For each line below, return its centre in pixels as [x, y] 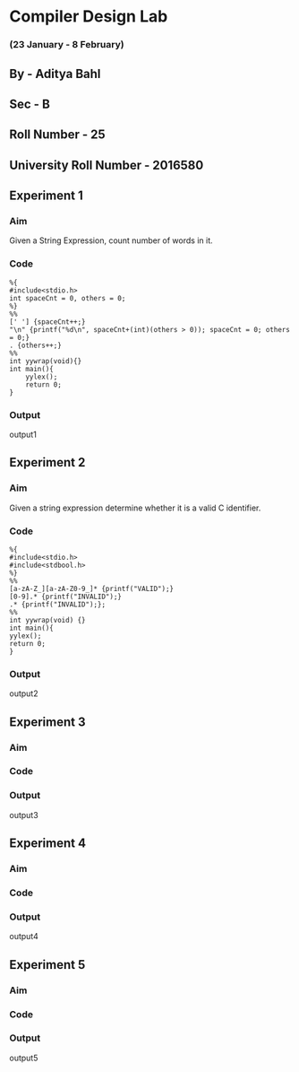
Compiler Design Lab [89, 17]
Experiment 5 [47, 965]
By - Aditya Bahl [55, 74]
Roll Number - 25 [57, 135]
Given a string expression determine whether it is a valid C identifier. [135, 508]
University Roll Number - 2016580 [107, 165]
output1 [23, 434]
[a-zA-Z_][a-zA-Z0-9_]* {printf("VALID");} [92, 588]
